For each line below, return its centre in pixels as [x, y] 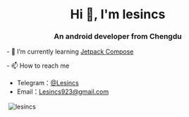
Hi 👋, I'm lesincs [118, 14]
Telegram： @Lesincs [48, 83]
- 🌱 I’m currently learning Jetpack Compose [70, 51]
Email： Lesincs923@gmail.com [63, 92]
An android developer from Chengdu [118, 37]
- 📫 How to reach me [38, 66]
